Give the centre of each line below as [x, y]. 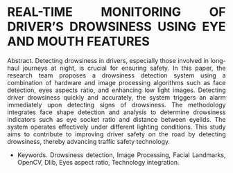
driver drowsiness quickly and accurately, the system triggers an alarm [116, 97]
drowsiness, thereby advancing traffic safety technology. [89, 141]
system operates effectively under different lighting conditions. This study [116, 127]
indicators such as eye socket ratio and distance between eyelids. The [116, 119]
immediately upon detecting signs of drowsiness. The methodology [116, 104]
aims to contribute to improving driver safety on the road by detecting [116, 134]
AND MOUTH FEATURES [79, 42]
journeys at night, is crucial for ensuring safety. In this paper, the [124, 68]
